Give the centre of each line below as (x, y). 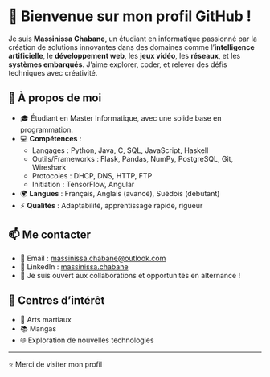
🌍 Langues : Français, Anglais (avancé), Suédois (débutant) (120, 193)
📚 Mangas (38, 329)
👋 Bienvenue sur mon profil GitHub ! (130, 16)
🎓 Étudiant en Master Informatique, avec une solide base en (121, 118)
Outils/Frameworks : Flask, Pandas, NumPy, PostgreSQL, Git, (133, 158)
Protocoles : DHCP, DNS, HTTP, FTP (92, 175)
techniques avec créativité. (53, 72)
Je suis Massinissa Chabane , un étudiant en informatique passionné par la (133, 39)
